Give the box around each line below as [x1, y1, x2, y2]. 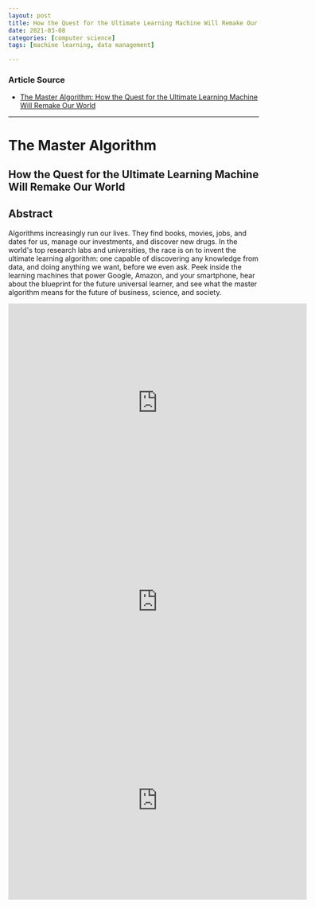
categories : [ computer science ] [8, 33, 115, 42]
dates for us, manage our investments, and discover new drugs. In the [8, 236, 238, 246]
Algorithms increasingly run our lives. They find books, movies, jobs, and [8, 228, 247, 238]
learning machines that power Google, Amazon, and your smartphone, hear [8, 270, 255, 280]
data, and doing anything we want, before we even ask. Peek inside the [8, 262, 243, 271]
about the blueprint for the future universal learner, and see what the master [8, 279, 258, 289]
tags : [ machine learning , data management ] [8, 41, 155, 49]
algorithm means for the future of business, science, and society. [8, 287, 222, 297]
